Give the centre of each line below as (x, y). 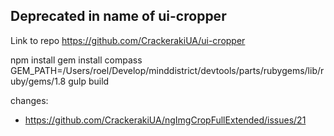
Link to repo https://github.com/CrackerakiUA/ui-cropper (128, 40)
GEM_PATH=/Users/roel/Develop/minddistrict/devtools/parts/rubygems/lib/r (167, 70)
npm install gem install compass (76, 60)
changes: (29, 100)
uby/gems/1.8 (38, 81)
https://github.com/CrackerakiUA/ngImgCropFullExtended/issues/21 (165, 120)
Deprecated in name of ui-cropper (118, 16)
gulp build (89, 81)
